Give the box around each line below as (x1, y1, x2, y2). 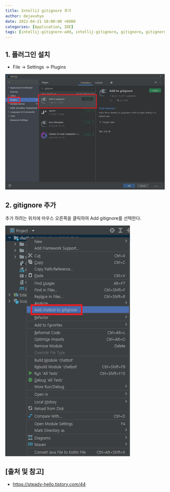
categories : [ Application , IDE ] (5, 24, 73, 29)
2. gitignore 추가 (5, 200, 57, 210)
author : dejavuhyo (5, 13, 44, 19)
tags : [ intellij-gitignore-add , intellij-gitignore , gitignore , (5, 29, 144, 35)
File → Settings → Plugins (12, 64, 66, 70)
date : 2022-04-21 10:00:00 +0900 (5, 19, 76, 24)
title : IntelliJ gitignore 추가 (5, 8, 72, 13)
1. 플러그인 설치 (5, 50, 51, 59)
